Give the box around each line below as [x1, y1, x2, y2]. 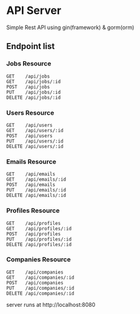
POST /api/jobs [6, 84, 50, 90]
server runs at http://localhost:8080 [6, 301, 96, 308]
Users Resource [6, 109, 55, 117]
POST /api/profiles [6, 231, 61, 237]
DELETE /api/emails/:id [6, 192, 67, 199]
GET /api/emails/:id [6, 176, 67, 182]
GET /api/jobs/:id [6, 78, 61, 85]
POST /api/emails [6, 182, 56, 188]
